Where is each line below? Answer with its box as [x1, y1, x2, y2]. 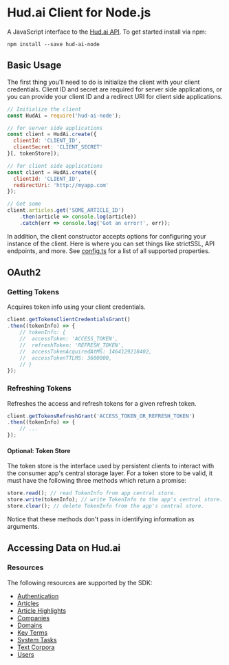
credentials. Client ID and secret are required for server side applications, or [7, 85, 222, 94]
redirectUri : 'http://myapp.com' [13, 182, 109, 188]
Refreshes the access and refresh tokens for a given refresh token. [7, 399, 197, 407]
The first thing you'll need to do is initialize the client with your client [7, 78, 200, 86]
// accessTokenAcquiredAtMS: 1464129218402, [19, 348, 153, 355]
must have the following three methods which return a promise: [7, 477, 187, 485]
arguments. [7, 522, 40, 530]
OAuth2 [7, 267, 41, 279]
